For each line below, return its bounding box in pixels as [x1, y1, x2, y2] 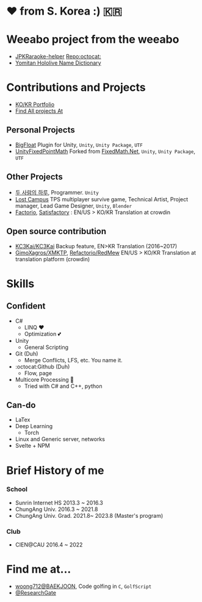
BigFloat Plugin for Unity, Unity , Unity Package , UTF [15, 141, 143, 148]
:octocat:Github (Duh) [15, 363, 70, 370]
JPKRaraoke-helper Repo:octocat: [15, 53, 102, 60]
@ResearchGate [15, 589, 57, 597]
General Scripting [24, 343, 69, 351]
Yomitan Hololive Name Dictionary [15, 59, 102, 66]
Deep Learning [15, 423, 53, 430]
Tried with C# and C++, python [24, 382, 103, 390]
